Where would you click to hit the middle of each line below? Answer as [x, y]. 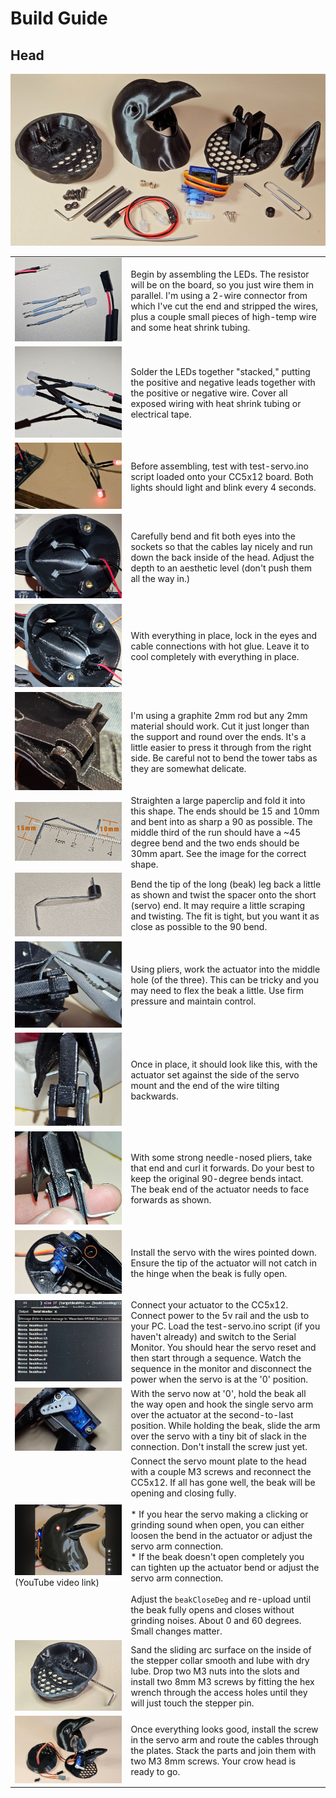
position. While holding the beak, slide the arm [225, 1426]
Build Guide [59, 18]
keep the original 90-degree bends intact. [217, 1179]
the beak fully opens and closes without [212, 1610]
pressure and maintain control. [193, 1001]
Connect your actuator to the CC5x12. [209, 1304]
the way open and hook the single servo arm [222, 1404]
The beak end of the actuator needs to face [220, 1189]
